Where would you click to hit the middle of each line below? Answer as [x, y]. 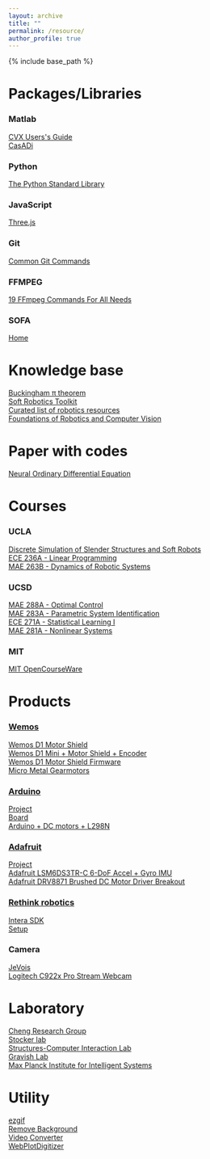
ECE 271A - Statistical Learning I [62, 622]
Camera [24, 950]
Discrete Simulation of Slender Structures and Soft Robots [105, 549]
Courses [38, 506]
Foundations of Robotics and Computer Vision [85, 419]
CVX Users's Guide [40, 136]
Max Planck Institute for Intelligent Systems [80, 1065]
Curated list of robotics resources [64, 410]
